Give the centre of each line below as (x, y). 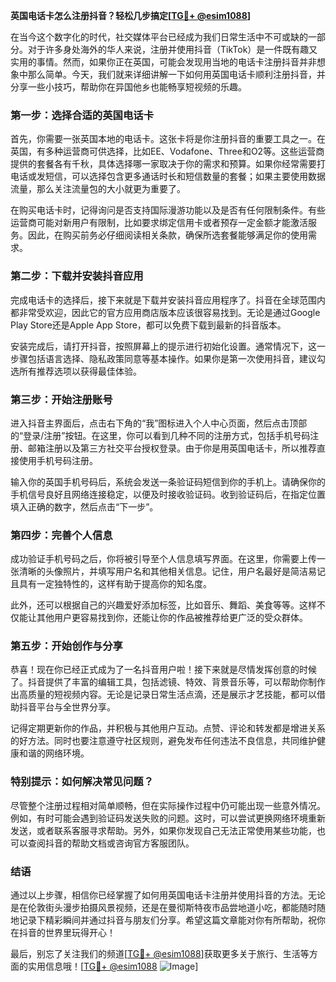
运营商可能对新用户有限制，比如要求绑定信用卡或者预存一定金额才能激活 (159, 223)
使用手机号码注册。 (58, 460)
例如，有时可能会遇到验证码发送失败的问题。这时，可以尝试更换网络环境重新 (168, 818)
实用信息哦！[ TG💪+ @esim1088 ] (113, 966)
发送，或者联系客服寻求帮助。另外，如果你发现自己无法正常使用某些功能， (163, 830)
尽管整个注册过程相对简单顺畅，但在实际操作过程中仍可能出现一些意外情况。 (168, 805)
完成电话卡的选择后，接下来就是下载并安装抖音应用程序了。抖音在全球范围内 (168, 300)
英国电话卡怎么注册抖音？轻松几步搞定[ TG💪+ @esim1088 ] (131, 15)
